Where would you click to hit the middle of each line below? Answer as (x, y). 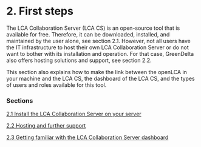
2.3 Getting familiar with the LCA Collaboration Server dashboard (87, 137)
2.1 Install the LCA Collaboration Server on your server (74, 114)
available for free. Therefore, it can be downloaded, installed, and (88, 34)
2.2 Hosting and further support (46, 126)
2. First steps (40, 11)
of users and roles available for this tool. (56, 85)
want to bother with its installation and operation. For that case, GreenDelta (100, 53)
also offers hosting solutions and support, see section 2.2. (79, 60)
